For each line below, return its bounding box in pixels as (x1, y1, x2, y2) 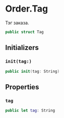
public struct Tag (5, 29, 44, 34)
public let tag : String (5, 108, 55, 113)
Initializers (5, 43, 39, 52)
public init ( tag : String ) (5, 69, 59, 74)
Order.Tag (5, 3, 48, 15)
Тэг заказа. (5, 20, 29, 26)
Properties (5, 83, 39, 91)
